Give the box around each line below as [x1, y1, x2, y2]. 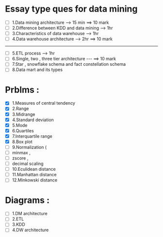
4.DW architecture [12, 227, 49, 233]
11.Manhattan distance [12, 172, 57, 178]
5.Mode [12, 122, 28, 128]
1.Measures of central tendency [12, 100, 75, 106]
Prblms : [5, 84, 40, 95]
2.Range [12, 106, 29, 111]
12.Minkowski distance [12, 177, 58, 183]
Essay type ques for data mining [5, 3, 138, 15]
